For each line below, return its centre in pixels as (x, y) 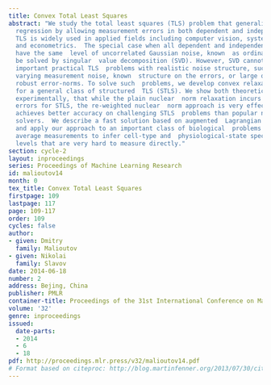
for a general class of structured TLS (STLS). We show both (122, 91)
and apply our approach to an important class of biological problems (139, 128)
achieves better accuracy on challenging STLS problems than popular (137, 114)
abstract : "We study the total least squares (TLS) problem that (120, 23)
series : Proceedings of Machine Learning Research (95, 166)
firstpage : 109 (34, 196)
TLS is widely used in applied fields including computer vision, (129, 38)
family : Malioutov (47, 249)
